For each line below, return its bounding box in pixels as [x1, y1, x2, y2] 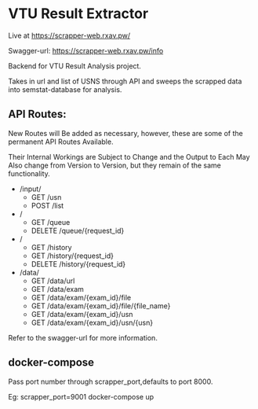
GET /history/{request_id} [31, 251, 114, 260]
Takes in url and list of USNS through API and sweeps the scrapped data [8, 76, 242, 86]
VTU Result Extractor [8, 5, 149, 23]
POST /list [31, 201, 64, 210]
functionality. [8, 168, 51, 178]
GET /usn [31, 192, 62, 201]
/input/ [19, 184, 42, 193]
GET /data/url [31, 276, 75, 286]
